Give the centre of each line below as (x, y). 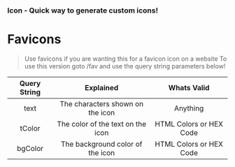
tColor (30, 128)
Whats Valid (189, 87)
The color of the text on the (102, 124)
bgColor (30, 148)
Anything (189, 108)
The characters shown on (101, 103)
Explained (102, 87)
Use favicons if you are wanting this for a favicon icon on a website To (126, 59)
